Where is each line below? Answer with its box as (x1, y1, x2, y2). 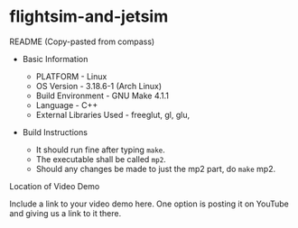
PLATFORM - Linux (35, 70, 107, 82)
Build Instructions (22, 126, 88, 137)
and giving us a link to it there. (9, 207, 122, 218)
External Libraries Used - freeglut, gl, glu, (35, 109, 191, 120)
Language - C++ (35, 99, 98, 110)
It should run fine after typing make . (35, 144, 165, 155)
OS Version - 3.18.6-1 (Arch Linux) (35, 80, 163, 91)
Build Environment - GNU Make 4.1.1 (35, 90, 170, 101)
